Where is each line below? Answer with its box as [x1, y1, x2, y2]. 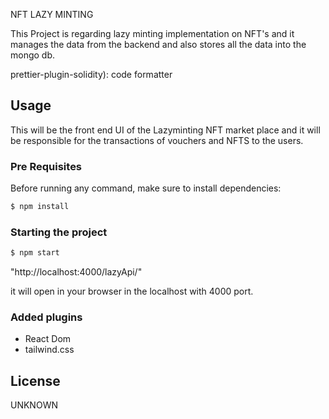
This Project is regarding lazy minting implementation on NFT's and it [10, 28, 295, 39]
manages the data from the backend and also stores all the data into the [10, 39, 307, 50]
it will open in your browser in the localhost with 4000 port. [10, 285, 254, 298]
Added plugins [10, 310, 83, 324]
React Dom [24, 333, 72, 345]
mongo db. [10, 49, 56, 61]
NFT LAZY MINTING [10, 9, 94, 20]
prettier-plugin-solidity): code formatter [10, 69, 173, 80]
